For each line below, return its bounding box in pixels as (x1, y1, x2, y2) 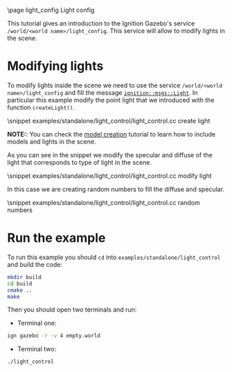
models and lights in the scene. (7, 137, 96, 145)
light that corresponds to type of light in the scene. (7, 158, 152, 166)
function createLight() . (7, 103, 75, 112)
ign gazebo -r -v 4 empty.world (7, 333, 100, 339)
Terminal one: (17, 319, 57, 328)
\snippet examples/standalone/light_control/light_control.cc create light (7, 116, 211, 125)
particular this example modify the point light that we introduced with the (7, 96, 215, 104)
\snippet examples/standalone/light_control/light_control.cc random (7, 198, 200, 206)
